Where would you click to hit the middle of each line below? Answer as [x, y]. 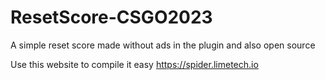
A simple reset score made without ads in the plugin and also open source [163, 45]
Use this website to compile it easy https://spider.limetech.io [134, 64]
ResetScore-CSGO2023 [111, 17]
